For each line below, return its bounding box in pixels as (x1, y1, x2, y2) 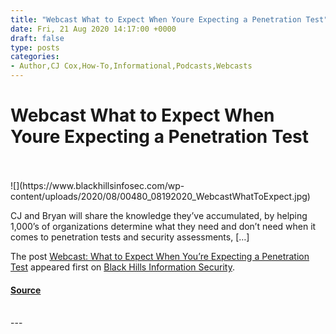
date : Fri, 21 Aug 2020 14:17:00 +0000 (10, 24, 177, 34)
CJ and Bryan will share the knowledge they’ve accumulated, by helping (10, 209, 308, 221)
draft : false (10, 33, 65, 43)
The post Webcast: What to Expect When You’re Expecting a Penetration (10, 250, 310, 262)
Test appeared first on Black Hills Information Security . (10, 261, 235, 273)
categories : (10, 52, 60, 62)
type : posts (10, 42, 60, 53)
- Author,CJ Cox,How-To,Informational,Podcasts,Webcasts (10, 61, 253, 71)
